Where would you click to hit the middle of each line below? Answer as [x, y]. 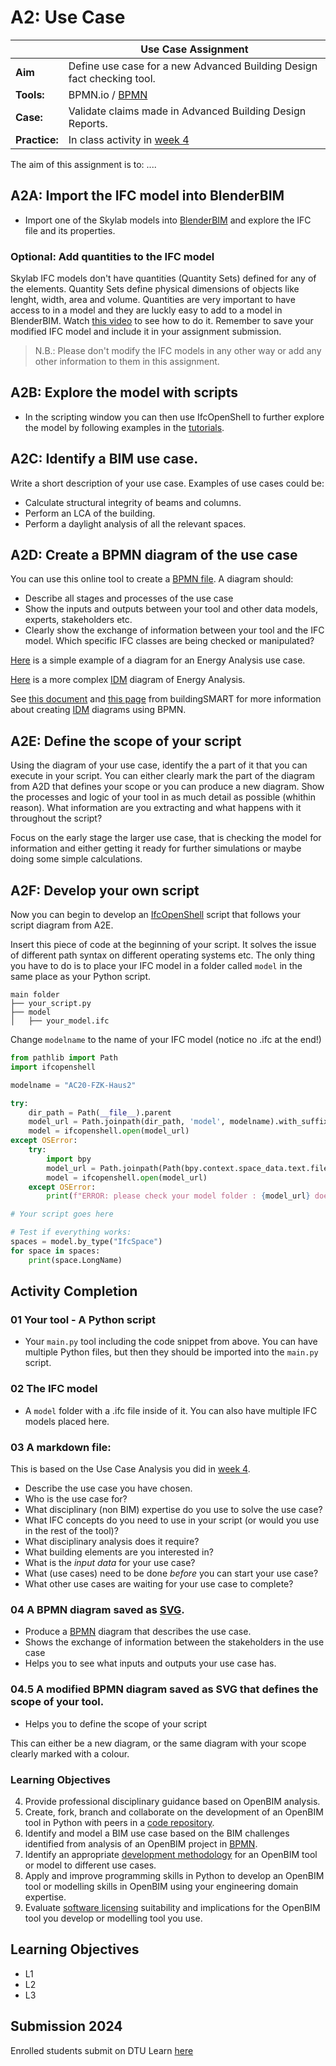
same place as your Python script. [81, 977]
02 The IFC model [54, 1389]
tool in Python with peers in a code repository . [119, 1822]
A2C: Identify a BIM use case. [104, 459]
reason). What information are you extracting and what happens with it [156, 808]
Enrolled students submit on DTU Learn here [102, 2050]
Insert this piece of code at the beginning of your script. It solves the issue [163, 945]
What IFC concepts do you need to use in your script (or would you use [172, 1520]
